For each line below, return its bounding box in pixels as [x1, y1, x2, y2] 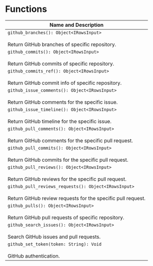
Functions [5, 3, 47, 15]
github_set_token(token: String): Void [7, 241, 102, 247]
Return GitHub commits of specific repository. [7, 60, 114, 67]
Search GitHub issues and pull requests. [7, 233, 101, 240]
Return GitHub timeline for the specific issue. [7, 118, 112, 125]
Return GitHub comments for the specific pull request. [7, 137, 133, 144]
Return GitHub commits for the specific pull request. [7, 156, 129, 163]
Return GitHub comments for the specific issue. [7, 98, 118, 105]
